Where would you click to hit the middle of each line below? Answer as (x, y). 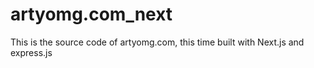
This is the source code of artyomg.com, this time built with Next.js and (157, 42)
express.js (31, 52)
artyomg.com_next (91, 14)
